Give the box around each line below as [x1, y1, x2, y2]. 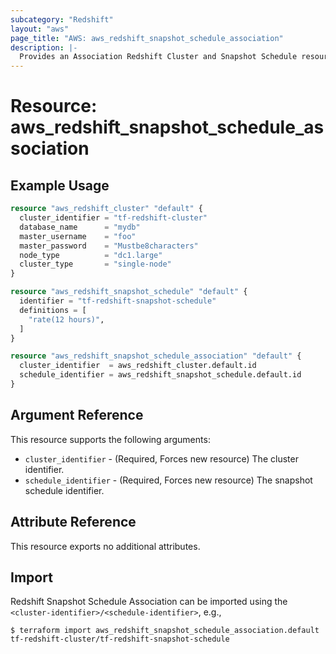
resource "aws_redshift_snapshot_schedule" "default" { [10, 287, 248, 297]
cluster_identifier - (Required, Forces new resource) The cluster [24, 452, 299, 465]
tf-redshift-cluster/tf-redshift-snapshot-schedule [10, 634, 230, 645]
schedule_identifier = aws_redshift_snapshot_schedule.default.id [19, 370, 302, 380]
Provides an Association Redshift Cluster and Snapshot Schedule [19, 52, 298, 62]
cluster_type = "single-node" [19, 259, 172, 270]
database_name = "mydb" [19, 222, 141, 232]
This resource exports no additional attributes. [10, 540, 201, 552]
